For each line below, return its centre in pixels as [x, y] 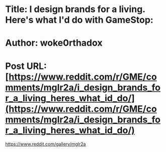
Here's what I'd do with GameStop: [79, 20]
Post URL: [26, 66]
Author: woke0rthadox [54, 43]
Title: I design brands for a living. [75, 9]
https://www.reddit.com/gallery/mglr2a [46, 144]
